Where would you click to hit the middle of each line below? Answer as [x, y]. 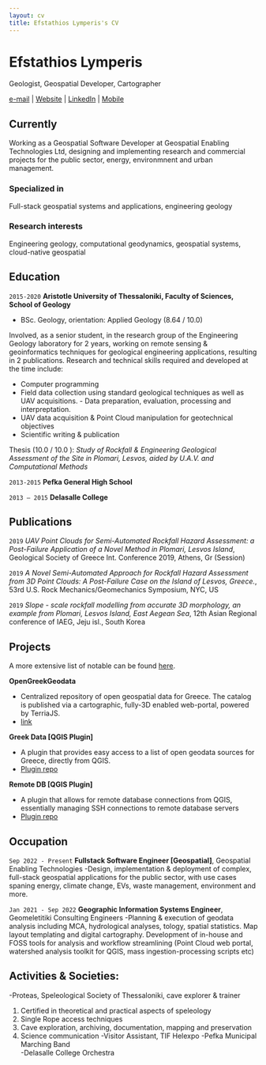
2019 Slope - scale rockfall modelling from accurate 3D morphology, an [125, 605]
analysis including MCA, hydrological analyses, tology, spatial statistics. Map [133, 927]
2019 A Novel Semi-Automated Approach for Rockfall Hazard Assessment [129, 573]
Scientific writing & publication [70, 434]
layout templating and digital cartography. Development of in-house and [126, 935]
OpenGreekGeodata [43, 682]
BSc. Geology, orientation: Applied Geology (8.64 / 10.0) [112, 319]
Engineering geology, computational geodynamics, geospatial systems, [125, 244]
